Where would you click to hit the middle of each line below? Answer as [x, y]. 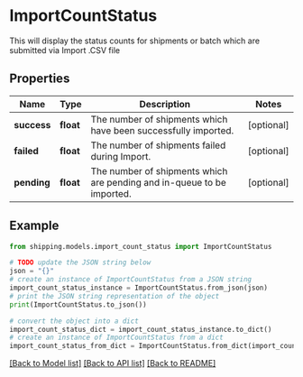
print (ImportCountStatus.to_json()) [78, 304]
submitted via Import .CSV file [64, 50]
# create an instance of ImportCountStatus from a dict [116, 338]
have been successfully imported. [162, 130]
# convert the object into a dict [74, 321]
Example [34, 226]
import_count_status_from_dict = [72, 346]
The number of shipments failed [158, 145]
